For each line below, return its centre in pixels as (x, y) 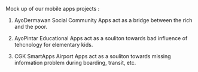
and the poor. (31, 27)
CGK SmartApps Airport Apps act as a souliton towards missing (92, 56)
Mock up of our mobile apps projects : (53, 9)
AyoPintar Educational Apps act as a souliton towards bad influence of (101, 38)
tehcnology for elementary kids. (54, 45)
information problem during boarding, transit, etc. (75, 63)
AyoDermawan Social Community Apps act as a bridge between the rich (103, 20)
